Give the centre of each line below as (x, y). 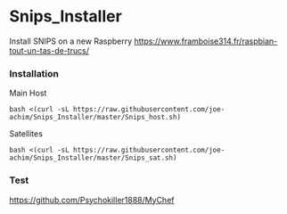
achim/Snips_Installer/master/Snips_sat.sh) (93, 158)
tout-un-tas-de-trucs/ (49, 50)
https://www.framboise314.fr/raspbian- (206, 41)
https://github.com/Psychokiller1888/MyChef (92, 200)
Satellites (26, 134)
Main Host (28, 93)
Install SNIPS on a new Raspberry (71, 41)
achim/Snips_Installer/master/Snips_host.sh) (95, 118)
